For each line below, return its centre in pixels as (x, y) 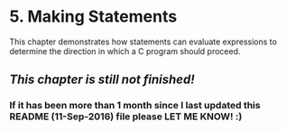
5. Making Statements (93, 17)
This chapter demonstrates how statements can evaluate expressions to (143, 42)
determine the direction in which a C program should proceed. (125, 51)
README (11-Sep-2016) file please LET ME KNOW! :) (126, 117)
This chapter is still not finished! (102, 80)
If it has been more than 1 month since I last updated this (135, 106)
